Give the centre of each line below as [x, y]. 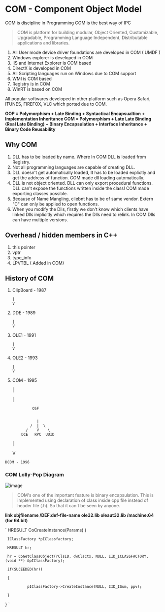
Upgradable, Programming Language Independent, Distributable [82, 38]
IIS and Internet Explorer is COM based [52, 63]
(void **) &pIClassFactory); [35, 561]
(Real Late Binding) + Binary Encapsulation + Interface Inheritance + [76, 124]
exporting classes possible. [40, 193]
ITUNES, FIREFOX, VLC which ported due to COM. [56, 104]
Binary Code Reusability [30, 129]
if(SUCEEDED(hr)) [25, 569]
